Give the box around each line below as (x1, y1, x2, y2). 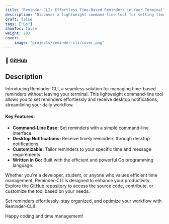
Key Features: (5, 114, 35, 120)
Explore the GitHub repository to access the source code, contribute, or (5, 183, 154, 189)
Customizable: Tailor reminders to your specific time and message (12, 146, 152, 152)
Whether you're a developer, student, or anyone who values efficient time (5, 172, 157, 178)
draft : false (5, 17, 33, 22)
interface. (12, 130, 33, 136)
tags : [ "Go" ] (5, 21, 33, 27)
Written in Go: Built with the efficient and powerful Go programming (12, 157, 153, 163)
